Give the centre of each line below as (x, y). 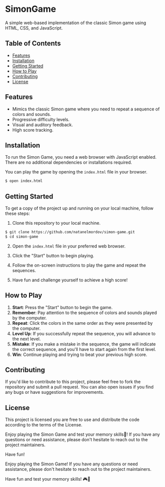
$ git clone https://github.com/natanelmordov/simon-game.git (70, 232)
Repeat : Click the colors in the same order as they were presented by (82, 323)
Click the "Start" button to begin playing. (53, 255)
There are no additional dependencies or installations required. (69, 162)
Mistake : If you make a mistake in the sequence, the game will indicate (84, 344)
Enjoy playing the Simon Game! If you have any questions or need (72, 464)
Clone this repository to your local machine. (56, 223)
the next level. (26, 339)
